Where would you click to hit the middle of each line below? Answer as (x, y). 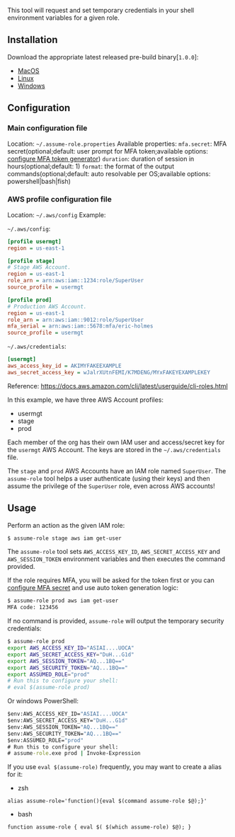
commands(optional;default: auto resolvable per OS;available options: (109, 173)
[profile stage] (31, 261)
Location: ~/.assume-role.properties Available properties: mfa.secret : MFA (117, 144)
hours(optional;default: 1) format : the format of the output (91, 166)
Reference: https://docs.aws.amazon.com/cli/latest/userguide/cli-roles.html (117, 386)
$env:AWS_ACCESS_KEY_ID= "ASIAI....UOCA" (68, 714)
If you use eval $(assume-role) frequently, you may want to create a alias (115, 767)
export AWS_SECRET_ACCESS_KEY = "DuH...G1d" (71, 654)
